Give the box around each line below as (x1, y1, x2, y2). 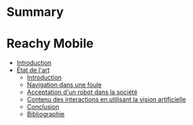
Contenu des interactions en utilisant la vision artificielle (26, 95, 186, 104)
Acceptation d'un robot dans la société (26, 88, 138, 97)
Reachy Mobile (6, 36, 94, 52)
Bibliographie (26, 110, 65, 118)
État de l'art (16, 66, 50, 75)
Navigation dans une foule (26, 81, 102, 89)
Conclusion (26, 103, 59, 111)
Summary (6, 4, 64, 20)
